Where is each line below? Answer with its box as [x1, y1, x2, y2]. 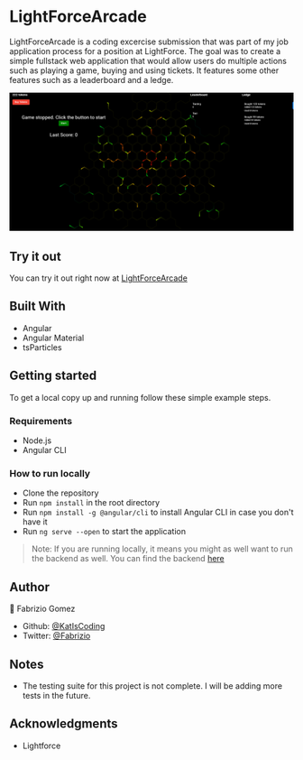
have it [22, 516, 48, 527]
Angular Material [22, 332, 85, 343]
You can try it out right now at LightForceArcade [9, 273, 188, 283]
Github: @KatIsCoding [22, 621, 106, 632]
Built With [9, 299, 66, 314]
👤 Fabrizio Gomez [9, 603, 76, 615]
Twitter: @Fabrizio [22, 630, 91, 642]
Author [9, 579, 50, 595]
